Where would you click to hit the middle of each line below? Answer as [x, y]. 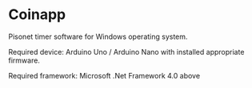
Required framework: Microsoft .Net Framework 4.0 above [104, 75]
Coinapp [37, 15]
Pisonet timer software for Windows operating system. [98, 36]
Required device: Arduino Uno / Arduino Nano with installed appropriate [126, 52]
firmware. [24, 60]
